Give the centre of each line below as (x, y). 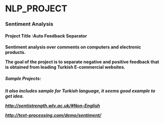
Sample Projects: (23, 78)
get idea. (14, 96)
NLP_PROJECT (36, 9)
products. (16, 52)
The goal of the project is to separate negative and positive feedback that (82, 62)
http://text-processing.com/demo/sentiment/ (53, 115)
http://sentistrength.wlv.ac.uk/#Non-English (53, 106)
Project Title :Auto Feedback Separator (46, 36)
